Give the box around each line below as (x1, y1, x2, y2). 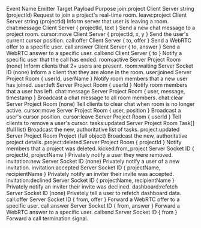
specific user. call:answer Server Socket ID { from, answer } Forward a (6, 202, 180, 209)
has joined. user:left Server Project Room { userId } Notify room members (6, 81, 188, 89)
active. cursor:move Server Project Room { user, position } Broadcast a (6, 107, 181, 114)
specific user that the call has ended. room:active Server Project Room (6, 56, 181, 63)
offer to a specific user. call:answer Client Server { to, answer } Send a (6, 43, 180, 50)
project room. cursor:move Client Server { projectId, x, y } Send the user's (6, 31, 189, 38)
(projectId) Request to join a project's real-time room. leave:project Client (6, 11, 187, 19)
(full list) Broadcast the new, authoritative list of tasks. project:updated (6, 126, 180, 133)
